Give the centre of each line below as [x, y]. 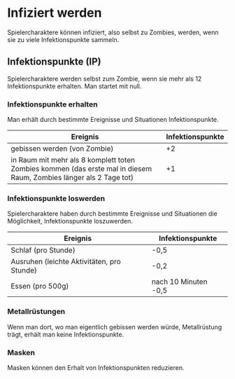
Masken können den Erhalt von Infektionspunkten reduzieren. [96, 367]
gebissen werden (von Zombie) [62, 149]
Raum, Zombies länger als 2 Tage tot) [72, 178]
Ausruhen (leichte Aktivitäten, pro [66, 262]
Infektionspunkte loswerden [56, 198]
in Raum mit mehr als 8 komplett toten [73, 160]
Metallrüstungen [36, 312]
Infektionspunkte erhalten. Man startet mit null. [74, 86]
